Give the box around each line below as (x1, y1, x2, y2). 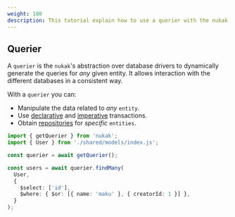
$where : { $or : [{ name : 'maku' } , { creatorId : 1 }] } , (20, 191, 191, 198)
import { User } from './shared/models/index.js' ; (7, 139, 159, 147)
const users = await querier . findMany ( (7, 164, 125, 171)
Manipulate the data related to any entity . (17, 104, 140, 113)
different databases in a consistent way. (7, 77, 123, 85)
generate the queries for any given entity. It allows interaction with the (7, 69, 211, 77)
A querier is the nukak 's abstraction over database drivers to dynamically (7, 61, 220, 70)
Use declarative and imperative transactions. (17, 111, 148, 120)
